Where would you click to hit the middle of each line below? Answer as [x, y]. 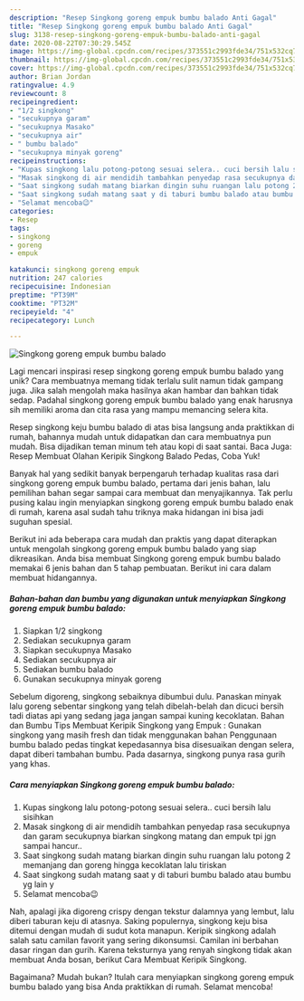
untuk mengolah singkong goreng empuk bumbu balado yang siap [133, 549]
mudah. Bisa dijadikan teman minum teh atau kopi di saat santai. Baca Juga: [151, 447]
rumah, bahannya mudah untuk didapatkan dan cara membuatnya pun [140, 437]
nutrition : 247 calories [56, 278]
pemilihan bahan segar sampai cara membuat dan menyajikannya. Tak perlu [151, 493]
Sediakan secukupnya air [70, 660]
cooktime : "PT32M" [44, 303]
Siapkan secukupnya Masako [77, 650]
